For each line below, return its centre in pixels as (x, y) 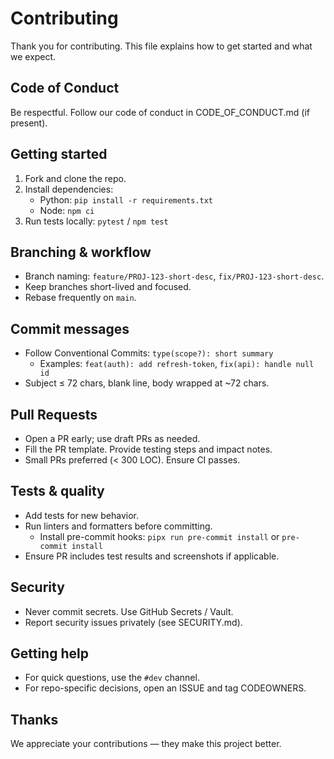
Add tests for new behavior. (82, 515)
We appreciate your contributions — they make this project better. (146, 744)
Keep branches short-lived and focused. (108, 287)
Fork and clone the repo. (75, 178)
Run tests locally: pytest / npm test (96, 221)
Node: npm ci (67, 210)
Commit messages (70, 328)
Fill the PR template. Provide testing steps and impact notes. (148, 449)
